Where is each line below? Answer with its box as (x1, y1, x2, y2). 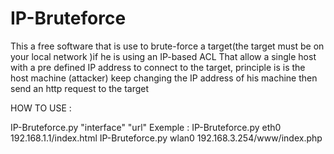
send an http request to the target (10, 82, 150, 94)
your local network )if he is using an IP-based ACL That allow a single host (10, 50, 317, 62)
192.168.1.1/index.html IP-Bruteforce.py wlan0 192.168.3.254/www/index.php (10, 132, 323, 144)
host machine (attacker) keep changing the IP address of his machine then (10, 72, 318, 84)
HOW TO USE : (10, 102, 72, 114)
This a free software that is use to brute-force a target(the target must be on (10, 40, 325, 52)
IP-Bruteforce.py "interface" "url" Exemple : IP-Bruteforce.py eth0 (10, 121, 282, 133)
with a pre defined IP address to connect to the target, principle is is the (10, 61, 306, 73)
